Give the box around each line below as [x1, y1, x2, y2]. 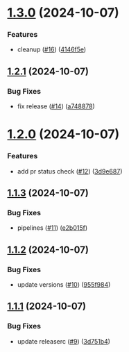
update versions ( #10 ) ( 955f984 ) [17, 280, 111, 289]
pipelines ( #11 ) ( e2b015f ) [17, 224, 88, 232]
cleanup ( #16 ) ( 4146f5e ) [17, 45, 87, 53]
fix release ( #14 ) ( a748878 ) [17, 102, 95, 110]
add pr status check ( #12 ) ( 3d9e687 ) [17, 167, 123, 175]
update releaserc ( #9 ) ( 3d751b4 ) [17, 337, 111, 345]
